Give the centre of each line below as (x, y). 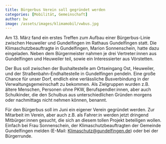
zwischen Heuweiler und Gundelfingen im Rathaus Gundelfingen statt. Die (81, 43)
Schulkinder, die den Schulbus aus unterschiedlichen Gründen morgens (79, 95)
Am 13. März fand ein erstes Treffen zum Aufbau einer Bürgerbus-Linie (78, 38)
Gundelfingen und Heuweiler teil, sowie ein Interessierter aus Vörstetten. (79, 59)
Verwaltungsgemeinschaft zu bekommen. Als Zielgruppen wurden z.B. (77, 84)
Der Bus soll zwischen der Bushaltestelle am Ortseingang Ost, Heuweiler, (80, 69)
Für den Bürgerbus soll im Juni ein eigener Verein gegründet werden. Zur (80, 110)
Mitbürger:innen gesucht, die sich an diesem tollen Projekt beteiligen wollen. (83, 120)
